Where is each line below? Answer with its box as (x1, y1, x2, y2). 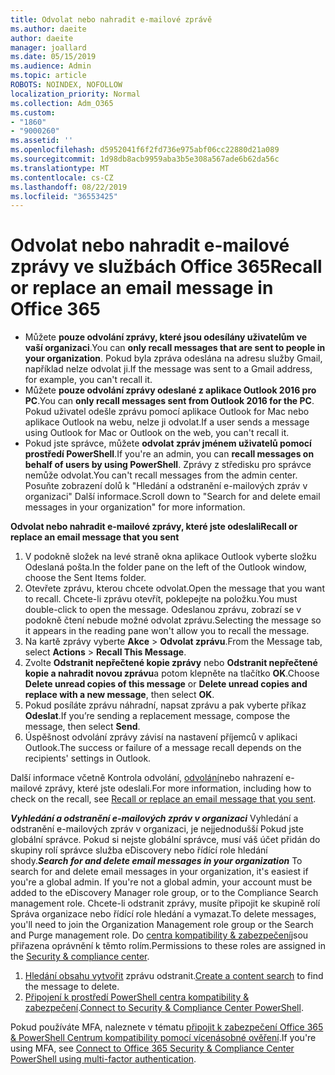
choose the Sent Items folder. (24, 572, 147, 584)
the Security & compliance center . (10, 951, 150, 963)
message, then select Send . (24, 721, 141, 733)
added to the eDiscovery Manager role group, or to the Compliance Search (10, 887, 319, 899)
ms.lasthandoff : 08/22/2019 (10, 182, 128, 192)
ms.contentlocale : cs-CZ (10, 172, 114, 183)
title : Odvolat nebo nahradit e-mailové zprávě (10, 14, 213, 25)
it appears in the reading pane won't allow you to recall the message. (24, 625, 310, 637)
